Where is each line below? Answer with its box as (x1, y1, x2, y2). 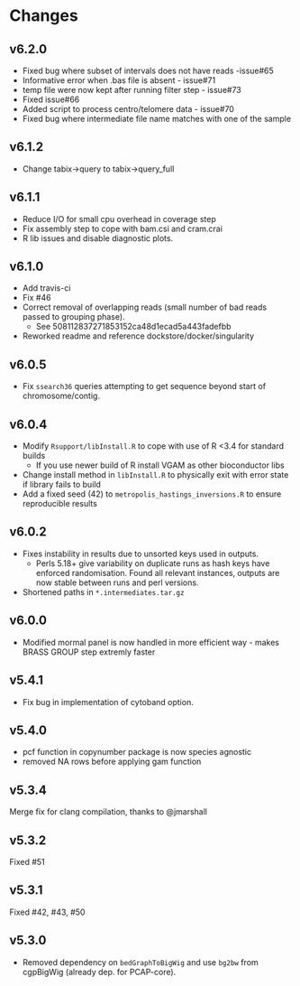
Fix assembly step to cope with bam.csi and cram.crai (22, 223, 223, 234)
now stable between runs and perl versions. (35, 577, 199, 588)
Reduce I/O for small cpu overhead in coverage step (22, 213, 216, 224)
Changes (9, 5, 78, 26)
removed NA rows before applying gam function (22, 756, 202, 767)
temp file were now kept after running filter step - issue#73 (22, 85, 241, 95)
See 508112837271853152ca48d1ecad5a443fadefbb (35, 321, 232, 332)
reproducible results (22, 498, 97, 509)
